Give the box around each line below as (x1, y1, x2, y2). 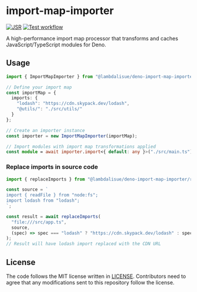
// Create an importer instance (6, 127, 85, 133)
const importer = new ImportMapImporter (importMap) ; (6, 133, 138, 139)
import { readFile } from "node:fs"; (6, 192, 98, 198)
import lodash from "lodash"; (6, 198, 80, 203)
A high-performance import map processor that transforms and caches (6, 35, 179, 42)
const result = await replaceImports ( (6, 213, 101, 219)
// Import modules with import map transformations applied (6, 144, 157, 150)
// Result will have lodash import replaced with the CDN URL (6, 241, 161, 247)
